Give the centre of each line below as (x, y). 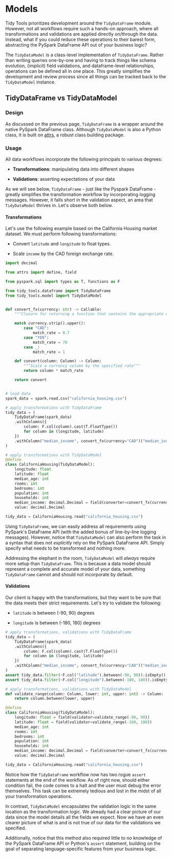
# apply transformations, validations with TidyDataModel (68, 689)
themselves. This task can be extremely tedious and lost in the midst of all (83, 791)
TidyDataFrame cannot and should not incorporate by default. (69, 574)
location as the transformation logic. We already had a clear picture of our (83, 811)
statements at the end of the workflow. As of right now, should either (78, 780)
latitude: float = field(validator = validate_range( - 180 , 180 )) (83, 722)
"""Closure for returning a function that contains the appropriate (89, 314)
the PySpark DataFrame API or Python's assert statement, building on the (83, 843)
